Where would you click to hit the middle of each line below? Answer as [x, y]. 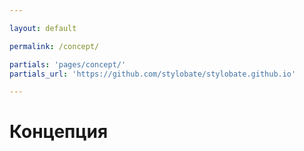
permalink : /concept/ [54, 46]
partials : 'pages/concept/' [68, 64]
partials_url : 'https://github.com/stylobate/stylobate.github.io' [153, 74]
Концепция [59, 132]
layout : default [43, 28]
